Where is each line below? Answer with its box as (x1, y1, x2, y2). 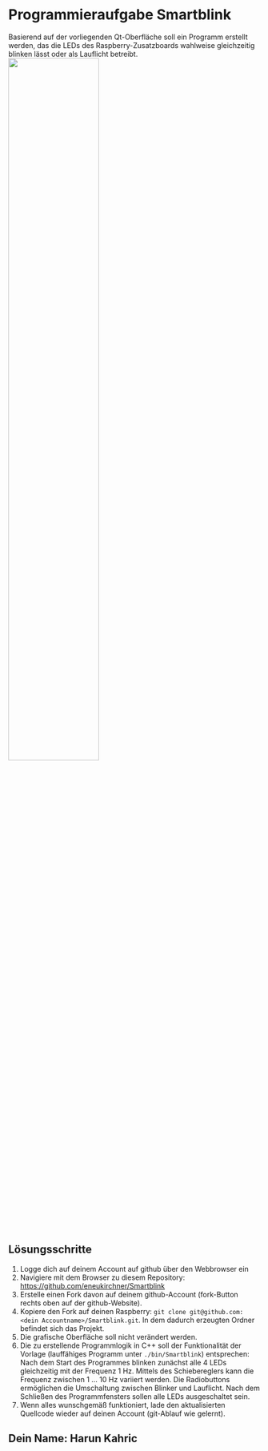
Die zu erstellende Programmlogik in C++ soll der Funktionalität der (19, 1341, 242, 1350)
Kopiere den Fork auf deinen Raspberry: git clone (19, 1306, 186, 1316)
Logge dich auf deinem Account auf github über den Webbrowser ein (19, 1264, 250, 1273)
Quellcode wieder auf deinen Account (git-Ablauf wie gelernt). (19, 1409, 226, 1418)
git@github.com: (189, 1308, 244, 1316)
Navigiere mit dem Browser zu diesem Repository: (19, 1273, 186, 1282)
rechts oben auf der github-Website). (19, 1298, 142, 1308)
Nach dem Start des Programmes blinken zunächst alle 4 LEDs (19, 1357, 227, 1367)
